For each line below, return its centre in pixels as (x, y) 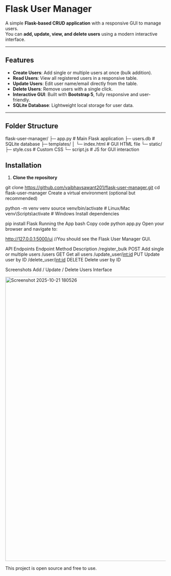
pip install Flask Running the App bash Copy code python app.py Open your (85, 224)
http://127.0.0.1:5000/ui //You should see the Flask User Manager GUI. (78, 239)
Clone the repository (35, 178)
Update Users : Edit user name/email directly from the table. (75, 83)
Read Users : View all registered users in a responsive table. (75, 78)
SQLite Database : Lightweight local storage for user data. (73, 105)
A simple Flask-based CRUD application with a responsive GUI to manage (83, 23)
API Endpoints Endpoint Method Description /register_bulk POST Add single (85, 249)
